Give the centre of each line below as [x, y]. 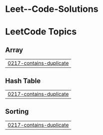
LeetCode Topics [41, 32]
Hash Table [23, 81]
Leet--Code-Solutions [52, 9]
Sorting [17, 112]
